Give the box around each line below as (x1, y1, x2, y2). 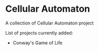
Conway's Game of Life (12, 39, 63, 46)
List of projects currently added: (5, 30, 73, 36)
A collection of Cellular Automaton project (5, 20, 94, 26)
